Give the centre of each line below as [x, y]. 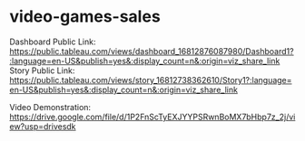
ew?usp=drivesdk [43, 126]
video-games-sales [85, 17]
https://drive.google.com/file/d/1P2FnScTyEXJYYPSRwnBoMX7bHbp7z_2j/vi [152, 117]
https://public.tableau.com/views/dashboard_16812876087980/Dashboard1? [152, 51]
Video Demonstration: [50, 107]
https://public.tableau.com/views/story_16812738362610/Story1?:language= [151, 80]
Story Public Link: [42, 70]
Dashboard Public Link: [53, 42]
